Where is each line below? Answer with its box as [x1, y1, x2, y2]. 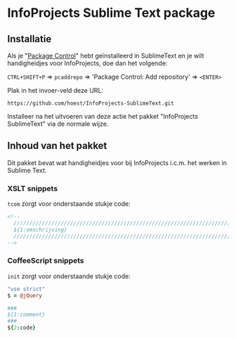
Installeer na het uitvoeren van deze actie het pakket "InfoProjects [7, 112, 199, 120]
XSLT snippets [7, 183, 58, 193]
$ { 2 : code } [7, 325, 37, 332]
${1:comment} [7, 311, 46, 318]
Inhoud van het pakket [7, 140, 107, 152]
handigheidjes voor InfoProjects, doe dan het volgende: [7, 59, 168, 67]
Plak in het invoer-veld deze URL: [7, 86, 104, 94]
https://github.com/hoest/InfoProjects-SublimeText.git [7, 100, 174, 107]
